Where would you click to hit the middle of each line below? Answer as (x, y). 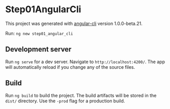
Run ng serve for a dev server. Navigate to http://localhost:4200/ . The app (85, 62)
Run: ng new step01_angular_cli (39, 33)
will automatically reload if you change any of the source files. (70, 67)
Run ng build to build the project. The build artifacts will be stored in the (81, 95)
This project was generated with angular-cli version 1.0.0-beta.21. (74, 23)
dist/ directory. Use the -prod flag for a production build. (65, 101)
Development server (38, 49)
